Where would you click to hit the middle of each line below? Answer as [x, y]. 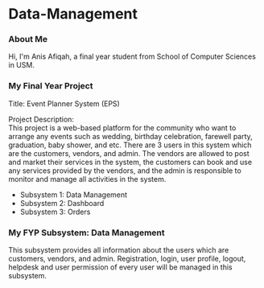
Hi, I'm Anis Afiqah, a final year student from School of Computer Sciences [132, 56]
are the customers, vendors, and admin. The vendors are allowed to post [129, 153]
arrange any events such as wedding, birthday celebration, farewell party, [131, 136]
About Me [28, 39]
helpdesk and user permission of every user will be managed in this [120, 267]
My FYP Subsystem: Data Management [87, 232]
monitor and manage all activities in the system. [87, 179]
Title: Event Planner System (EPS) [64, 103]
